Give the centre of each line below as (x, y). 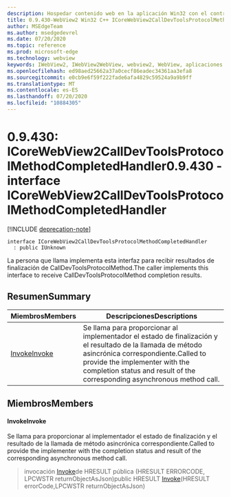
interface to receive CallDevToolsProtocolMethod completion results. (104, 275)
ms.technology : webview (41, 58)
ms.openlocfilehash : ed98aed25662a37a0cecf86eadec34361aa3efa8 (100, 71)
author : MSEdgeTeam (35, 26)
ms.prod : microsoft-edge (43, 52)
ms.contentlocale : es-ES (43, 90)
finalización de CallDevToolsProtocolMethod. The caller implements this (108, 267)
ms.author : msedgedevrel (43, 33)
